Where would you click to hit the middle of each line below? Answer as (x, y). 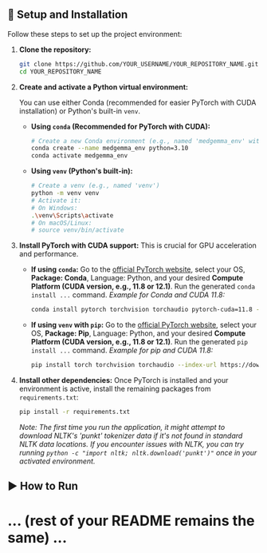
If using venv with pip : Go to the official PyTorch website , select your (143, 325)
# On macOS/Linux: (61, 223)
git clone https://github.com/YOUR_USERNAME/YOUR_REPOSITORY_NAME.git (139, 64)
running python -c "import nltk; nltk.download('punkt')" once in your (138, 452)
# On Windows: (54, 208)
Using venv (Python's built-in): (82, 171)
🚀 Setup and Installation (68, 15)
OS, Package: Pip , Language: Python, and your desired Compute (138, 333)
